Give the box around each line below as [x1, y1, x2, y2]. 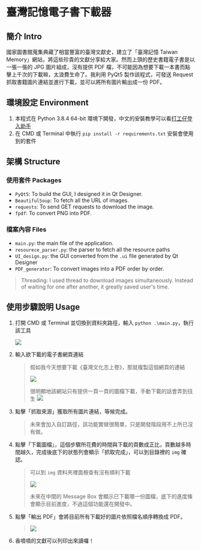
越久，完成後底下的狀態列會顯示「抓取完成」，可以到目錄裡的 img [20, 448, 180, 456]
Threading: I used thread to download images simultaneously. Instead [20, 277, 194, 284]
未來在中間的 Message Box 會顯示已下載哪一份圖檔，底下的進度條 [29, 492, 193, 500]
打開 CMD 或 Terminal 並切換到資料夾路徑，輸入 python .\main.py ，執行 [14, 319, 194, 326]
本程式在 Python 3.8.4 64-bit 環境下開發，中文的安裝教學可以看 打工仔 [14, 115, 188, 122]
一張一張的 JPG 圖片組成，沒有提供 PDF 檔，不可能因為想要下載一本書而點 [6, 64, 191, 70]
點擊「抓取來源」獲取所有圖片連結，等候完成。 [14, 408, 131, 415]
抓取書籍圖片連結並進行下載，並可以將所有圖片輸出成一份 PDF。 [6, 79, 166, 85]
